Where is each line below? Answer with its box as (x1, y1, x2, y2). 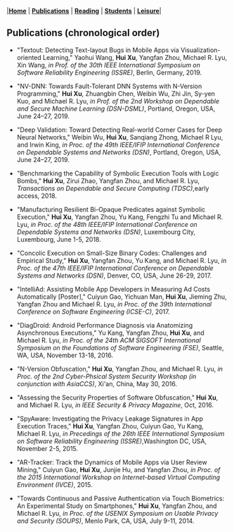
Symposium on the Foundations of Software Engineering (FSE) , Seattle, (16, 343, 224, 352)
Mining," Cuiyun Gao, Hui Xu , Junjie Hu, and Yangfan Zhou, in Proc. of (16, 465, 221, 474)
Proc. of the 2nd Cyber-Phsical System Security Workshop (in (16, 372, 197, 381)
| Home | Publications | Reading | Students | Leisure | (6, 7, 162, 15)
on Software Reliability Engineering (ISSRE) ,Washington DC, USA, (16, 437, 207, 445)
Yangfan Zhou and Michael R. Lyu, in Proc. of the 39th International (16, 299, 212, 308)
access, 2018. (16, 191, 58, 200)
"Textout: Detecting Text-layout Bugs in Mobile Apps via (16, 46, 180, 54)
